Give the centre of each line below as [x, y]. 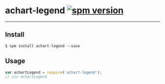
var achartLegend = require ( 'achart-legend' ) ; [54, 72]
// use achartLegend [26, 77]
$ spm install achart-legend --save [42, 46]
